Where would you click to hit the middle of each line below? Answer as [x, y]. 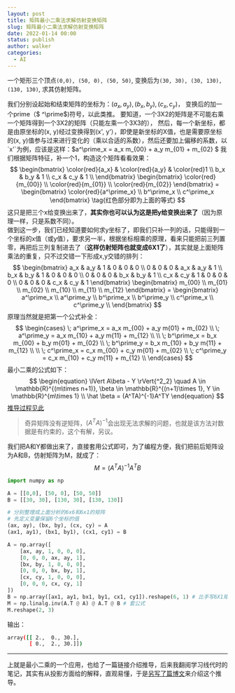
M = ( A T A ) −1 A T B [117, 467]
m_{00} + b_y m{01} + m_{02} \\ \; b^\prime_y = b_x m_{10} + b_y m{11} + [117, 343]
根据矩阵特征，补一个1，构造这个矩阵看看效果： [82, 158]
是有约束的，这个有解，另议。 [73, 431]
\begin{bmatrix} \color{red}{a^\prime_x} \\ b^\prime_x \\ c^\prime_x [117, 191]
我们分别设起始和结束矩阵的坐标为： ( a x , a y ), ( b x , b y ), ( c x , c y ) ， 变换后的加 [112, 105]
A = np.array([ [29, 544]
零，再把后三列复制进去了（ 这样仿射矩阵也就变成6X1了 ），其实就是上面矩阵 [115, 247]
